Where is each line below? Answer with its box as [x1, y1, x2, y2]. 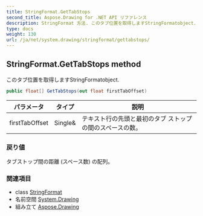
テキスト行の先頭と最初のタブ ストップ [81, 114, 192, 122]
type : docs [6, 25, 34, 32]
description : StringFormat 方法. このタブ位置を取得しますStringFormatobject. [6, 20, 196, 26]
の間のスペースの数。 [81, 123, 142, 132]
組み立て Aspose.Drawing [14, 203, 80, 211]
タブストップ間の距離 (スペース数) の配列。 [6, 157, 114, 165]
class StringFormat [14, 188, 62, 196]
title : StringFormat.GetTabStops [6, 8, 91, 15]
